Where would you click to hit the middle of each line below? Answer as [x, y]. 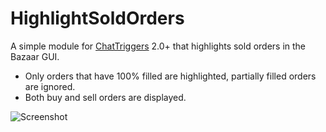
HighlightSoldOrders [97, 18]
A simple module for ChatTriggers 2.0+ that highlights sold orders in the [158, 46]
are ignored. [50, 86]
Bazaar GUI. [35, 56]
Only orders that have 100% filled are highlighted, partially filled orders [170, 76]
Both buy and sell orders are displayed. [105, 97]
